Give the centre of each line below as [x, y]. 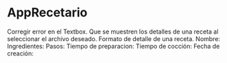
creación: [21, 53]
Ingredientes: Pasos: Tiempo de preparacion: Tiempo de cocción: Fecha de [113, 46]
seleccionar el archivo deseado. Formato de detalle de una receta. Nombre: [114, 38]
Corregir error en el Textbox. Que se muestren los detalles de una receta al [113, 32]
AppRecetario [47, 13]
